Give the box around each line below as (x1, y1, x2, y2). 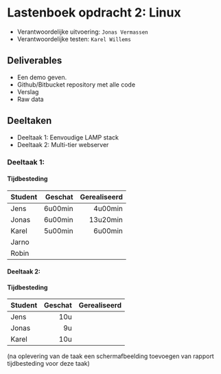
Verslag (16, 87, 39, 96)
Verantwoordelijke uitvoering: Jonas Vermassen (16, 27, 149, 36)
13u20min (89, 214, 124, 224)
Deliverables (7, 55, 62, 67)
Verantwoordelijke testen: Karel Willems (16, 34, 132, 43)
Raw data (16, 95, 44, 103)
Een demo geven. (16, 73, 67, 81)
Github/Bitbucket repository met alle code (16, 80, 136, 89)
